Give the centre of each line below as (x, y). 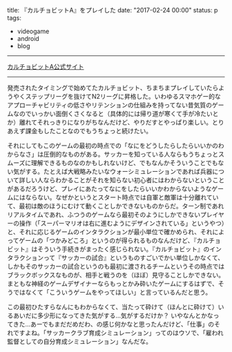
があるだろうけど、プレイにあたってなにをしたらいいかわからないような (109, 189)
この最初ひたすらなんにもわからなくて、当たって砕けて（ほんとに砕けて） (113, 307)
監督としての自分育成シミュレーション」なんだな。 (80, 341)
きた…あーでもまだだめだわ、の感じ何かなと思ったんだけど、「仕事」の (114, 324)
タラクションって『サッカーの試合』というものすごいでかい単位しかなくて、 (116, 258)
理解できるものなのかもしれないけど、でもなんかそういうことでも (124, 163)
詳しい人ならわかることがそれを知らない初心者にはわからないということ (122, 180)
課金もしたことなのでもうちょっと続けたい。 (89, 131)
